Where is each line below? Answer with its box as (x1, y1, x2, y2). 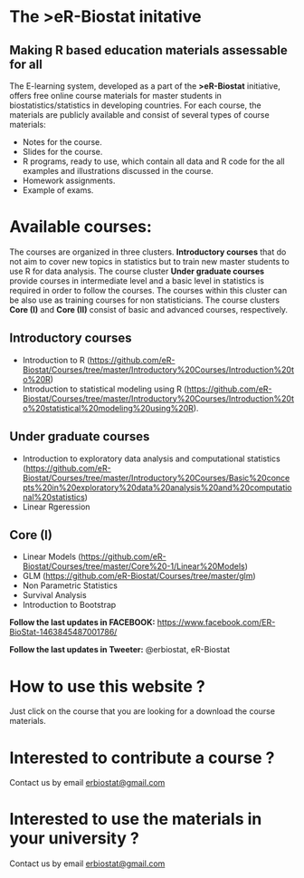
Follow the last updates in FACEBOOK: (9, 617, 156, 628)
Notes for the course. (22, 137, 102, 147)
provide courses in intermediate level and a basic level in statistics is (9, 275, 265, 286)
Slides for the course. (22, 147, 103, 157)
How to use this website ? (9, 676, 205, 697)
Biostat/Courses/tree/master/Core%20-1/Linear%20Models (22, 561, 246, 572)
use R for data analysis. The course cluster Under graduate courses (9, 265, 265, 276)
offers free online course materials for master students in (9, 91, 222, 101)
